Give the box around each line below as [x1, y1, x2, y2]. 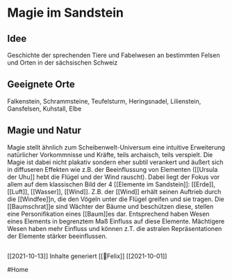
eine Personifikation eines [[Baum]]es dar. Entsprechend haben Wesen [7, 209, 210, 218]
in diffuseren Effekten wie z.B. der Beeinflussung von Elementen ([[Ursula [7, 165, 218, 173]
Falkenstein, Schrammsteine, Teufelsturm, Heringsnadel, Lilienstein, [7, 97, 201, 105]
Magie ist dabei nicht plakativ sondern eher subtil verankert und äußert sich [7, 158, 224, 166]
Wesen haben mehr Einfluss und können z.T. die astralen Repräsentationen [7, 224, 222, 232]
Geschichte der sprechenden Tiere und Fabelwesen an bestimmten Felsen [7, 51, 220, 59]
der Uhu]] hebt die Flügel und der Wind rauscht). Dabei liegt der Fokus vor [7, 173, 220, 181]
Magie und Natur [7, 125, 82, 136]
